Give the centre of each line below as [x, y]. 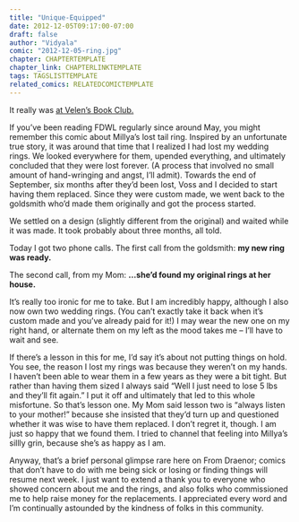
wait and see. [34, 339]
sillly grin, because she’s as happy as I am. [88, 443]
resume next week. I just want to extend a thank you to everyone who [137, 479]
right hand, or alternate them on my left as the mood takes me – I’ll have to [146, 330]
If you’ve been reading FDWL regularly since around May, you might [135, 127]
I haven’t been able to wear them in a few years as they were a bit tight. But [148, 376]
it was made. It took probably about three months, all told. [115, 231]
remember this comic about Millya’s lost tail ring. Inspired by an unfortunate [148, 136]
